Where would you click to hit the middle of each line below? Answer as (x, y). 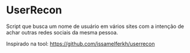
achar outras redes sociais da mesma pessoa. (62, 32)
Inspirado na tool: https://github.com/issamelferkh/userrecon (80, 44)
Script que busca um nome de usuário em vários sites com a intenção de (95, 26)
